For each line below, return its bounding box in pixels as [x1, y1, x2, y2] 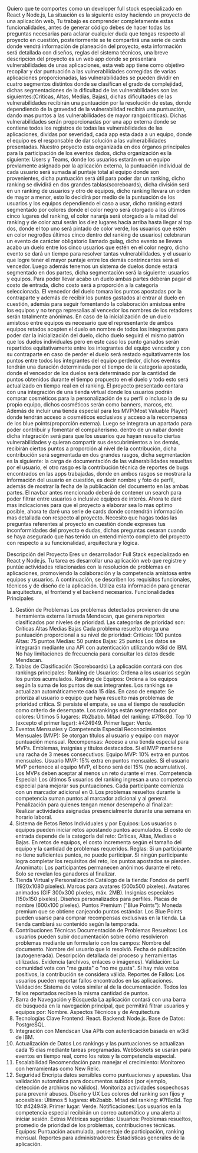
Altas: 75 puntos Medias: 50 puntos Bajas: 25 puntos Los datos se [15, 638, 176, 644]
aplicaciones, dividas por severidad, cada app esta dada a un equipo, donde [6, 131, 192, 138]
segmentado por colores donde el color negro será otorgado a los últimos [6, 206, 186, 213]
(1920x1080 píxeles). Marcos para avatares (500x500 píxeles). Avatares [15, 883, 190, 890]
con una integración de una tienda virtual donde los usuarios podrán [6, 389, 173, 395]
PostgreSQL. [15, 1021, 47, 1028]
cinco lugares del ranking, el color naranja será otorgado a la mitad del [6, 212, 178, 219]
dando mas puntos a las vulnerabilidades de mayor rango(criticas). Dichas [6, 112, 187, 119]
